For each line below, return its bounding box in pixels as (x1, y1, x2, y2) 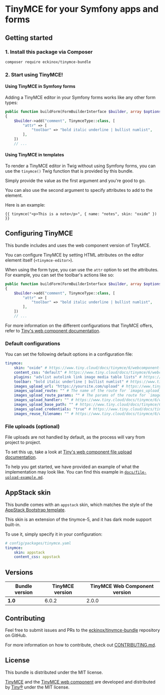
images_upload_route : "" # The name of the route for (14, 388, 126, 393)
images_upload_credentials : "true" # (14, 406, 91, 411)
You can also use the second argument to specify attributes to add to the (5, 187, 153, 193)
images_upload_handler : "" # (14, 398, 74, 402)
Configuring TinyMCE (5, 229, 73, 238)
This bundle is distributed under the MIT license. (5, 669, 103, 675)
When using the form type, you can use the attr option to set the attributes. (5, 266, 159, 272)
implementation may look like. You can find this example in (5, 469, 124, 475)
